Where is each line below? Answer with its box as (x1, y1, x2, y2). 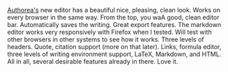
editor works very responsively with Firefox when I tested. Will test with (7, 28, 212, 36)
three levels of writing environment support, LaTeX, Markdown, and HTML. (7, 50, 222, 58)
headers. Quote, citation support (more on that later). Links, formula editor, (7, 43, 222, 51)
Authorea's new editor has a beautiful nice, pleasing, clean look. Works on (7, 6, 221, 14)
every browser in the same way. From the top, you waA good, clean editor (7, 13, 220, 21)
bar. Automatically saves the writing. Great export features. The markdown (7, 21, 222, 28)
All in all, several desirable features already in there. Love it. (7, 57, 178, 65)
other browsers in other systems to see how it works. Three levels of (7, 35, 204, 44)
